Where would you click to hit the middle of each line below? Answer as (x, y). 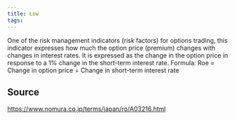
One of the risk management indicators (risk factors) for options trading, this (117, 40)
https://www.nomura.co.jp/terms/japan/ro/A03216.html (87, 109)
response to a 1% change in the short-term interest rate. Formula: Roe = (111, 62)
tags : (15, 20)
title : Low (23, 14)
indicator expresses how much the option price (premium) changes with (112, 48)
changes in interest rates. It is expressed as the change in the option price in (117, 55)
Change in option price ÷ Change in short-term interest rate (93, 70)
